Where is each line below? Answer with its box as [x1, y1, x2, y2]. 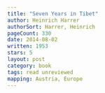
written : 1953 [7, 43, 49, 50]
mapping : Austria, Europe [7, 75, 83, 83]
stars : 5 [7, 50, 33, 57]
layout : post [7, 56, 45, 63]
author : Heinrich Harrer [7, 17, 80, 24]
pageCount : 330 [7, 29, 52, 37]
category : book [7, 62, 52, 69]
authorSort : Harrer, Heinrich [7, 23, 96, 30]
